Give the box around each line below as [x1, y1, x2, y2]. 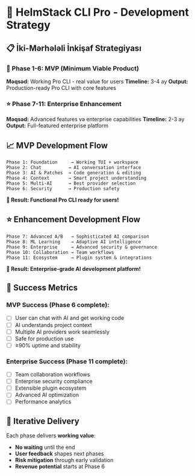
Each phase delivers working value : [6, 432, 96, 439]
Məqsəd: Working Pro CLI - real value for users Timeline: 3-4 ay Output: [6, 78, 188, 85]
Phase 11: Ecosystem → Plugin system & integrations [6, 255, 152, 261]
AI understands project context [14, 321, 92, 328]
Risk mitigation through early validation [14, 457, 114, 464]
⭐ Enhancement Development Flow [6, 214, 140, 225]
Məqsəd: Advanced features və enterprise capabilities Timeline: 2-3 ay [6, 116, 185, 123]
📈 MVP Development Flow [6, 140, 108, 150]
